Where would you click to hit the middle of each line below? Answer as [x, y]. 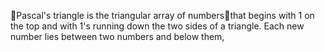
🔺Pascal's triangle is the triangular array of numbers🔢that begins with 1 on [162, 15]
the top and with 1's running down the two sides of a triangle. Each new [157, 26]
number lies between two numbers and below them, [117, 36]
